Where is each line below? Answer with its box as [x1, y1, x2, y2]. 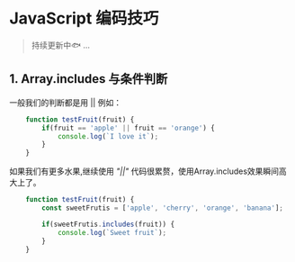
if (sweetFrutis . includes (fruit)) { [41, 220, 175, 229]
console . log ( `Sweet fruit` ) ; [57, 228, 167, 237]
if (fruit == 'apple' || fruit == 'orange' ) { [41, 123, 216, 132]
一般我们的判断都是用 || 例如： [9, 96, 122, 108]
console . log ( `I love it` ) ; [57, 131, 159, 140]
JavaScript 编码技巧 [9, 8, 159, 29]
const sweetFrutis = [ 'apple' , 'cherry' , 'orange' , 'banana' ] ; [41, 203, 283, 212]
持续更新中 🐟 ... [31, 40, 91, 50]
